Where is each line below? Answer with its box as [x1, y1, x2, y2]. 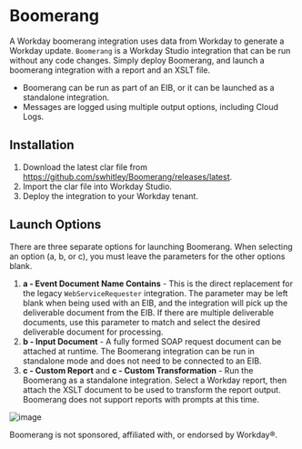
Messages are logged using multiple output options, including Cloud [22, 101, 279, 112]
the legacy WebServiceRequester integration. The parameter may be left [22, 287, 288, 298]
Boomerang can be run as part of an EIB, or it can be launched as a [22, 82, 275, 93]
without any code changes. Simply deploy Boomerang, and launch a [9, 55, 266, 65]
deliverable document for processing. [22, 326, 164, 337]
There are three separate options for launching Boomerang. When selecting [9, 241, 293, 252]
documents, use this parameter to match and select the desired [22, 316, 261, 327]
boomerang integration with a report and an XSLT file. [9, 65, 211, 75]
